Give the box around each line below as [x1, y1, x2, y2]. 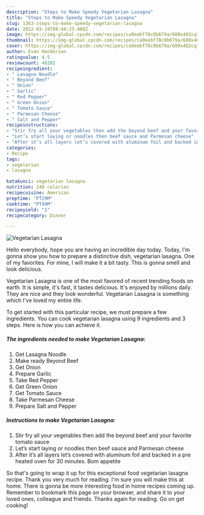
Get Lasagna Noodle [15, 351, 67, 358]
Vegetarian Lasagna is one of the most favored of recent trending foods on [6, 278, 194, 285]
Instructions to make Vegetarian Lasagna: [6, 416, 116, 424]
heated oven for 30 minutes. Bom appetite [15, 458, 121, 465]
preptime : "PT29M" [6, 195, 53, 201]
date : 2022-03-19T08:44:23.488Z [6, 26, 88, 32]
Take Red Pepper [15, 377, 59, 384]
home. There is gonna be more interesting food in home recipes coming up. [6, 482, 195, 490]
